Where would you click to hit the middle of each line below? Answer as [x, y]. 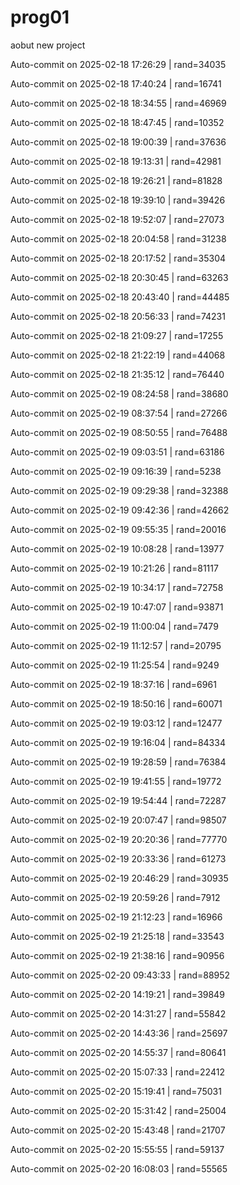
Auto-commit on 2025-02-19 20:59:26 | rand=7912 [115, 897]
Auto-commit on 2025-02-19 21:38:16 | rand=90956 [117, 955]
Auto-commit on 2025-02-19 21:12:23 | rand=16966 [116, 917]
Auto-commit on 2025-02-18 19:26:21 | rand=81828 [116, 180]
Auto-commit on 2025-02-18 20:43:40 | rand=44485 [120, 297]
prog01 [40, 17]
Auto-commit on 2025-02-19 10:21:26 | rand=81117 [114, 568]
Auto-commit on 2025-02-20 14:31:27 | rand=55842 [118, 1013]
